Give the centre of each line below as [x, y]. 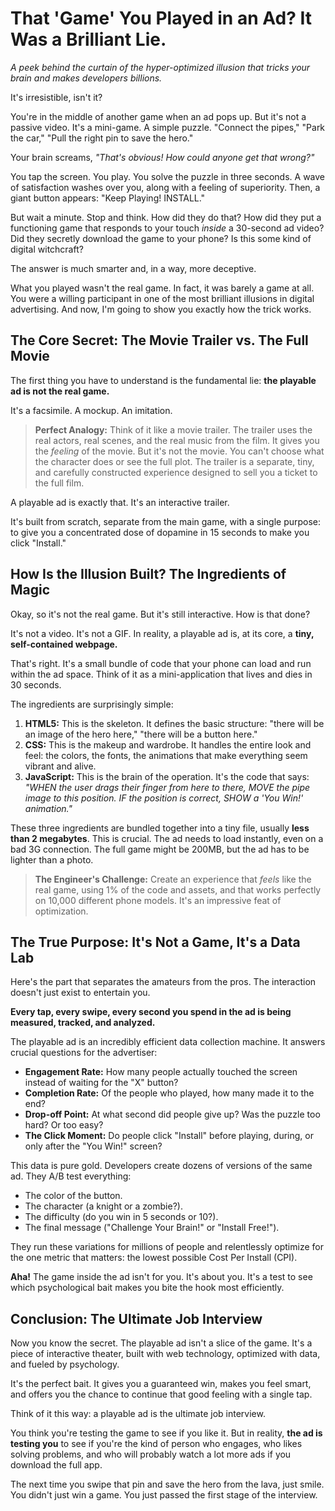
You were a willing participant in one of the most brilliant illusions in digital [162, 298]
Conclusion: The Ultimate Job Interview [136, 1318]
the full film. [59, 483]
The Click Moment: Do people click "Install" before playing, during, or [169, 1136]
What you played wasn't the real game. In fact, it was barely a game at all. [162, 288]
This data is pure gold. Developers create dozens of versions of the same [161, 1166]
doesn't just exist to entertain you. [80, 993]
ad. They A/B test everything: [71, 1176]
